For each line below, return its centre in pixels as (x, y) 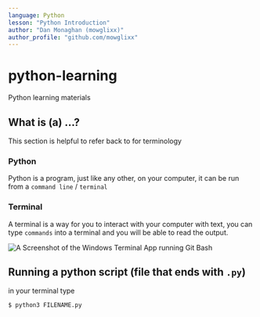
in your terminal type (42, 291)
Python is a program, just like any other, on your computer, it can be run (124, 178)
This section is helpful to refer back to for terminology (95, 141)
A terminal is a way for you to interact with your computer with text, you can (130, 224)
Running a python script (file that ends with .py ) (127, 272)
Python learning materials (50, 98)
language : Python (36, 15)
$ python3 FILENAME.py (45, 305)
